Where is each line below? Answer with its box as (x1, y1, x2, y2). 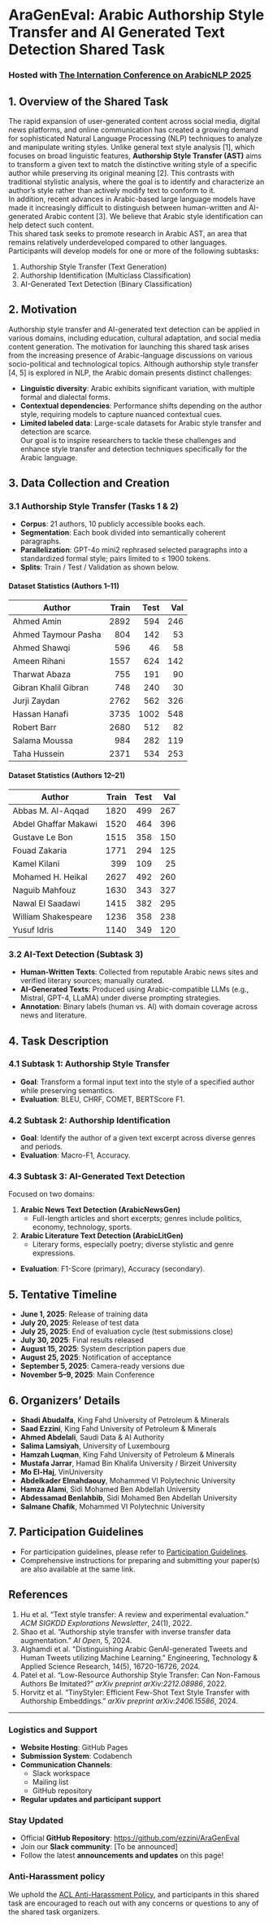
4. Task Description (8, 1034, 110, 1048)
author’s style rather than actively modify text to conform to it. (8, 185, 216, 195)
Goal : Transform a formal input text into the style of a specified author (19, 1077, 255, 1087)
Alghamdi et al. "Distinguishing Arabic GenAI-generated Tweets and (19, 1644, 248, 1654)
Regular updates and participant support (19, 1794, 161, 1804)
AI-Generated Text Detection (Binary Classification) (19, 279, 193, 288)
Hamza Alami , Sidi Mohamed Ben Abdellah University (19, 1484, 201, 1494)
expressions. (32, 1248, 76, 1258)
